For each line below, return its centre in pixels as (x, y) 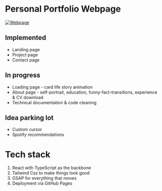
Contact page (26, 60)
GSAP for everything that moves (44, 178)
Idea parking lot (29, 118)
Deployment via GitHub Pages (42, 183)
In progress (23, 75)
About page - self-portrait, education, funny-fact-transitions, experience (85, 92)
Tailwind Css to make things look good (51, 173)
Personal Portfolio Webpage (63, 9)
